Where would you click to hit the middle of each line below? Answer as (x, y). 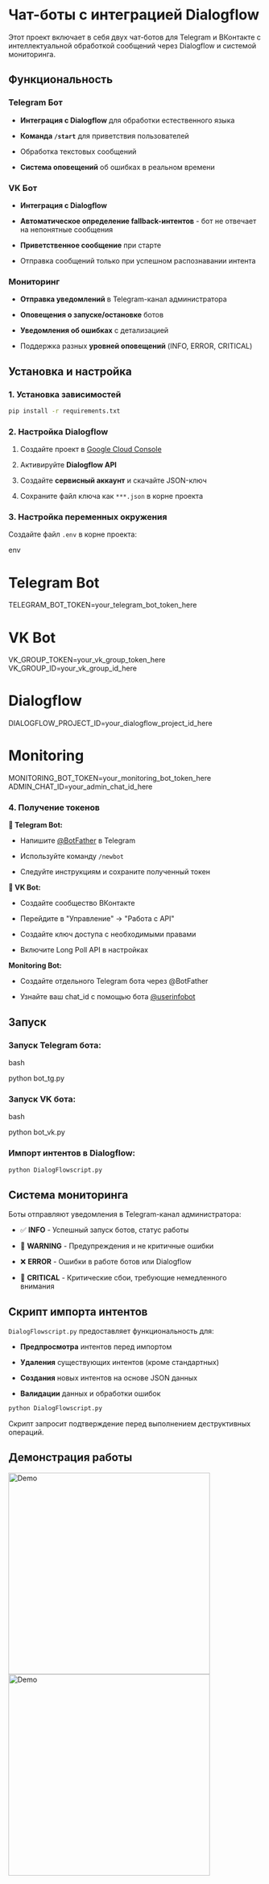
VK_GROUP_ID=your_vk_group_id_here (72, 668)
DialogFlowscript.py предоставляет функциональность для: (112, 1331)
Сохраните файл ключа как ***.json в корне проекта (112, 496)
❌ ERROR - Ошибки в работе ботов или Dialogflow (106, 1262)
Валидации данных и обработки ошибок (90, 1394)
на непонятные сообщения (66, 229)
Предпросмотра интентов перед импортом (96, 1347)
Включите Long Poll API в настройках (84, 950)
